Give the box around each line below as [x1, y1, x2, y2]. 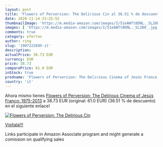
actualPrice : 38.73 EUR [5, 52, 53, 57]
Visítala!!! [5, 122, 23, 128]
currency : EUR [5, 57, 34, 62]
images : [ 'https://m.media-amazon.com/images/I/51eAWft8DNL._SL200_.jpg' [5, 25, 160, 30]
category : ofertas [5, 34, 42, 39]
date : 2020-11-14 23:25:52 [5, 16, 60, 21]
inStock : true [5, 70, 34, 75]
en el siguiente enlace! [5, 103, 50, 109]
